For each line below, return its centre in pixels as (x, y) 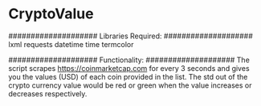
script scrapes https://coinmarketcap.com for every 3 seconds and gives (129, 68)
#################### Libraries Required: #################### (130, 36)
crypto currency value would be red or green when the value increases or (130, 85)
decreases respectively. (48, 93)
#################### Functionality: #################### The (129, 60)
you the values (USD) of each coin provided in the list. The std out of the (128, 77)
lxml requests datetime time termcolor (71, 44)
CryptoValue (51, 14)
